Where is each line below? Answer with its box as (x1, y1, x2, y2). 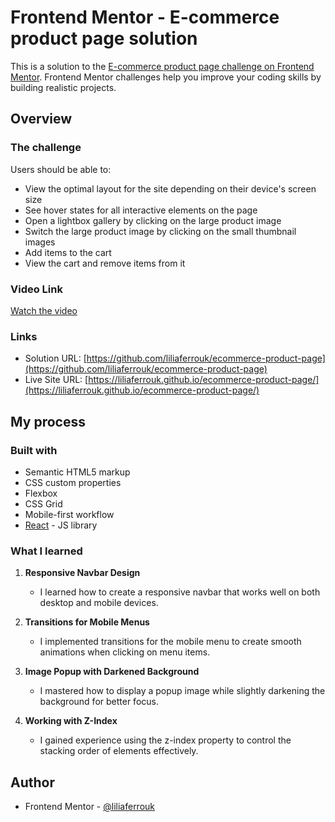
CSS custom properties (24, 476, 122, 488)
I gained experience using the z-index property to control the (39, 734, 292, 746)
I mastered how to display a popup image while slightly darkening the (39, 685, 326, 697)
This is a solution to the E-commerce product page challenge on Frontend (10, 60, 315, 72)
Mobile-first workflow (24, 508, 115, 520)
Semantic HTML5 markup (24, 466, 131, 478)
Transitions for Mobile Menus (24, 616, 150, 628)
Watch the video (10, 304, 78, 316)
